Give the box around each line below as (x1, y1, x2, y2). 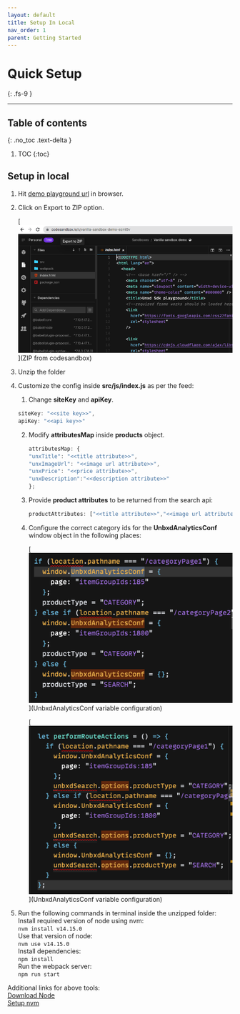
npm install (17, 956, 54, 963)
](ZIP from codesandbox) (17, 354, 92, 362)
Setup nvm (7, 999, 39, 1008)
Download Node (7, 991, 55, 1000)
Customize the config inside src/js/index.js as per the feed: (17, 382, 194, 390)
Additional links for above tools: (7, 983, 100, 993)
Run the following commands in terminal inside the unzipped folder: (17, 909, 216, 918)
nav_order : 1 (7, 26, 46, 34)
